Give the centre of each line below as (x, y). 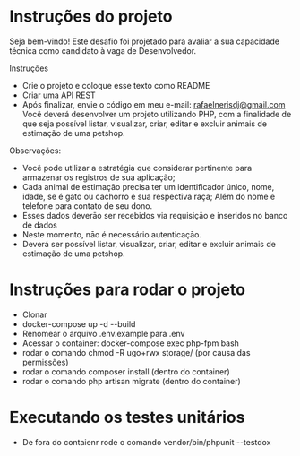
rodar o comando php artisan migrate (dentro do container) (132, 381)
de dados (40, 225)
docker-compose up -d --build (79, 323)
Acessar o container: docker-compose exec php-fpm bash (131, 343)
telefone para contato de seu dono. (87, 206)
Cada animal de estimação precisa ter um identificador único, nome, (148, 186)
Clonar (34, 314)
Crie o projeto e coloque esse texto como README (116, 85)
